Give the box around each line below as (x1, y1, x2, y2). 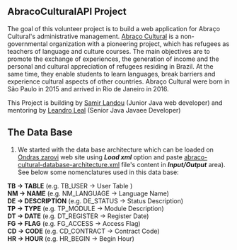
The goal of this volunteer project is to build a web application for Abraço (7, 24, 221, 33)
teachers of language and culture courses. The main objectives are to (7, 47, 211, 55)
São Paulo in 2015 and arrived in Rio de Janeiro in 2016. (7, 84, 169, 93)
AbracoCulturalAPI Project (7, 6, 127, 18)
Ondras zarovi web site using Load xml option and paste (17, 152, 183, 161)
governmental (7, 39, 48, 48)
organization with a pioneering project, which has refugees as (49, 39, 230, 48)
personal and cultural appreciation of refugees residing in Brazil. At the (7, 62, 214, 70)
